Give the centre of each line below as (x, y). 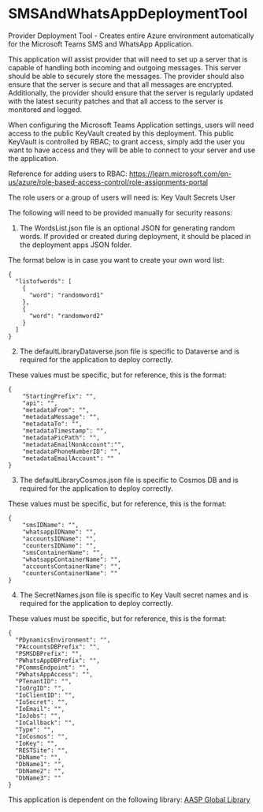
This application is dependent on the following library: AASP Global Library (129, 799)
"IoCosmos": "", (42, 736)
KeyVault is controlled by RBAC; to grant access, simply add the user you (127, 141)
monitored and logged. (45, 109)
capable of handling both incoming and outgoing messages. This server (125, 67)
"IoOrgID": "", (40, 688)
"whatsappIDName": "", (59, 532)
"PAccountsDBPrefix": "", (58, 647)
